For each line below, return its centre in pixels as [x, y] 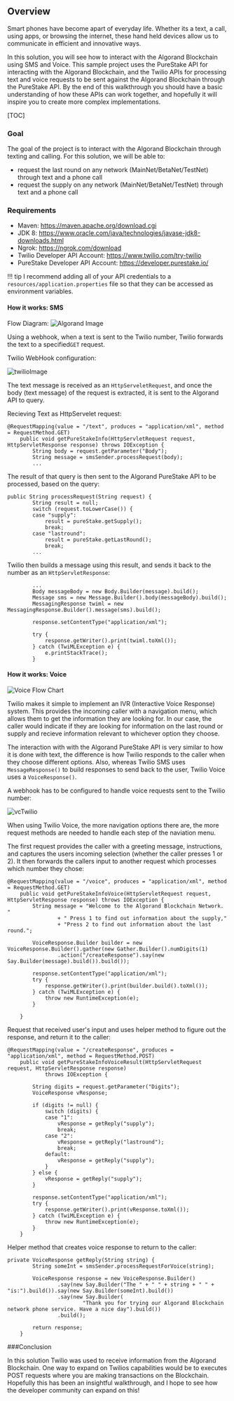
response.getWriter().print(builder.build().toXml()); [126, 985]
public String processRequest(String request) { [80, 497]
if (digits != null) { [66, 1105]
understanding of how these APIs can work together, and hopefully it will [112, 94]
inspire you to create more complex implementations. [84, 102]
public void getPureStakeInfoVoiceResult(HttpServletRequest [111, 1062]
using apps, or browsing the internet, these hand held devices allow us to [113, 36]
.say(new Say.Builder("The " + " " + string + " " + [136, 1284]
